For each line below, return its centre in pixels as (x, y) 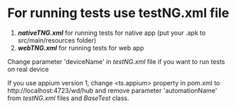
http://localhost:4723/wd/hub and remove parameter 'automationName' (112, 90)
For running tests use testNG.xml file (118, 13)
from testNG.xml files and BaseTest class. (68, 98)
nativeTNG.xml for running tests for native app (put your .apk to (112, 33)
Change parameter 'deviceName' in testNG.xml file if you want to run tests (116, 61)
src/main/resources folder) (57, 40)
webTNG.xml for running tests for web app (81, 48)
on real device (28, 69)
